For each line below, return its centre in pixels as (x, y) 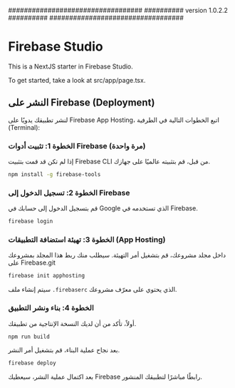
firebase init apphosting (46, 276)
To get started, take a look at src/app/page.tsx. (77, 80)
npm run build (29, 337)
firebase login (31, 221)
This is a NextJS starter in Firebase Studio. (71, 66)
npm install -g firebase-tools (54, 175)
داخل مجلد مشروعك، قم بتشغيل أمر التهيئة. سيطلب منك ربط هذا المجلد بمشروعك (117, 255)
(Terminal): (24, 127)
